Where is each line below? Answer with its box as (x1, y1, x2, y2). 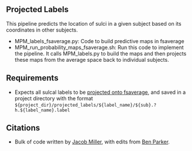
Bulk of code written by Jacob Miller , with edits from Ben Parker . (14, 138, 170, 145)
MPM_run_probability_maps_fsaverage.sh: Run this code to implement (14, 44, 184, 51)
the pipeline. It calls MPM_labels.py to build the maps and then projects (14, 50, 187, 57)
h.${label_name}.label (14, 107, 70, 113)
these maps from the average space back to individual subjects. (14, 56, 169, 63)
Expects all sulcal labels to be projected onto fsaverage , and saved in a (14, 89, 186, 96)
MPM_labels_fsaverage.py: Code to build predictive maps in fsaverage (14, 37, 184, 44)
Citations (6, 123, 40, 133)
